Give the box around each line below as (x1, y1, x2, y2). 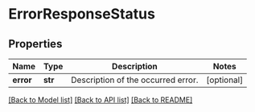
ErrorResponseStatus (8, 5, 155, 23)
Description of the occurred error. (71, 74, 199, 85)
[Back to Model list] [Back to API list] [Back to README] (8, 95, 193, 105)
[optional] (206, 74, 244, 85)
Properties (8, 37, 63, 51)
